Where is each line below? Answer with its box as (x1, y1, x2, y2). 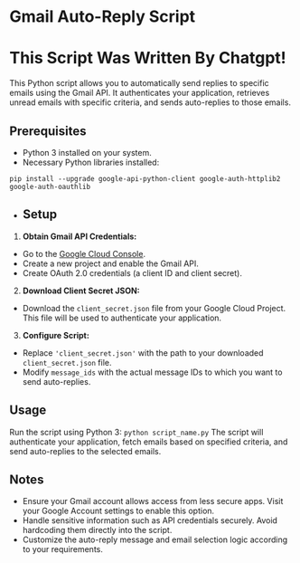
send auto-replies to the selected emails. (9, 445, 162, 456)
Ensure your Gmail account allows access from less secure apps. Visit (22, 496, 284, 507)
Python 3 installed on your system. (22, 147, 152, 157)
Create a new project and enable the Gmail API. (22, 258, 199, 269)
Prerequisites (9, 123, 87, 138)
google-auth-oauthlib (9, 182, 91, 191)
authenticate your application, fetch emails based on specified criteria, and (9, 436, 288, 447)
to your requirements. (22, 544, 104, 555)
